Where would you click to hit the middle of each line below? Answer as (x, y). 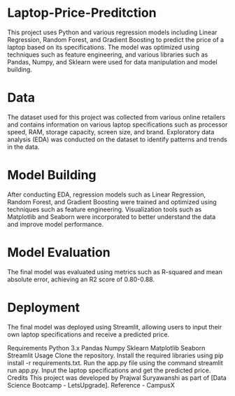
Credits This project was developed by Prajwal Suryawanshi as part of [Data (117, 377)
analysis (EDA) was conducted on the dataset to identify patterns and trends (117, 139)
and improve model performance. (55, 224)
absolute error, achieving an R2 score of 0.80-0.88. (81, 279)
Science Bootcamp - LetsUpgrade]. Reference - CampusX (91, 385)
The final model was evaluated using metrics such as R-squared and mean (115, 271)
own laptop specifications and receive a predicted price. (88, 334)
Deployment (44, 307)
